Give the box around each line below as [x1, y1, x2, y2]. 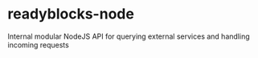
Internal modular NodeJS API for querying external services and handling [7, 31, 250, 41]
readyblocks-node [7, 5, 134, 23]
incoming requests [7, 39, 69, 49]
